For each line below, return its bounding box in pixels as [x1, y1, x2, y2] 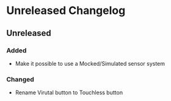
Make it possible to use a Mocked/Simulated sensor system [15, 60, 166, 67]
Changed [6, 75, 35, 83]
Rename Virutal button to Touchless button [15, 89, 123, 96]
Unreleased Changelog [6, 4, 126, 18]
